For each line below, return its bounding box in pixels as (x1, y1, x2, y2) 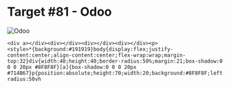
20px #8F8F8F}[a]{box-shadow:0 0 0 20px (19, 63, 137, 70)
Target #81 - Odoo (7, 4, 112, 20)
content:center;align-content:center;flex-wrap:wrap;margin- (7, 52, 186, 59)
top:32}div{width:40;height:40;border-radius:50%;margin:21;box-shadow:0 (7, 57, 223, 65)
